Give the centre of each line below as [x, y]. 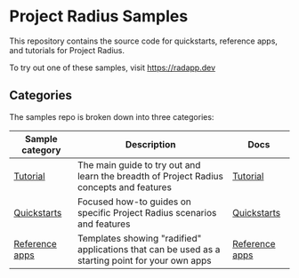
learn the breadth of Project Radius [150, 176]
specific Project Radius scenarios [147, 212]
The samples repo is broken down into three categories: [112, 116]
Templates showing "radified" [139, 238]
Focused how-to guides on [134, 202]
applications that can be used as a [149, 249]
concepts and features [124, 187]
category [41, 150]
